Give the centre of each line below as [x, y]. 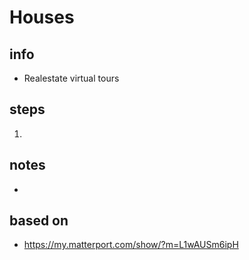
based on [39, 221]
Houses [42, 17]
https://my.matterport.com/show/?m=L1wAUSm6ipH [131, 245]
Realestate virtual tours [71, 78]
